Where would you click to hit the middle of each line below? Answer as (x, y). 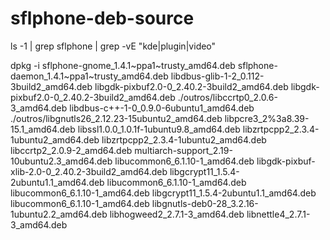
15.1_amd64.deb (43, 129)
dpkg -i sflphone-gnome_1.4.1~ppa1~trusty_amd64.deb (123, 65)
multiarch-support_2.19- (183, 150)
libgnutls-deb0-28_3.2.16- (205, 203)
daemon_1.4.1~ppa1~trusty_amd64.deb (89, 76)
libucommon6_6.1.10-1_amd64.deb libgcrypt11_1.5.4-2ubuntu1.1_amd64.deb (163, 193)
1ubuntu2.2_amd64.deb (59, 214)
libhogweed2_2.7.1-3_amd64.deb (177, 214)
